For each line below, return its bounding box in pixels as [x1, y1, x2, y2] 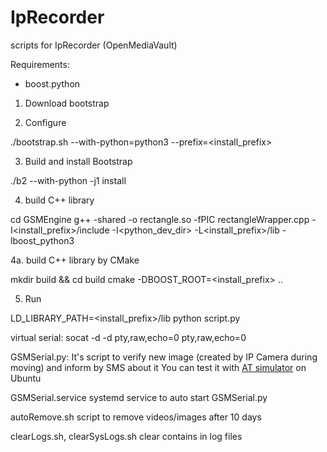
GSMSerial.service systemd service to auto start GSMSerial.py [10, 391, 268, 403]
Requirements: [10, 58, 70, 70]
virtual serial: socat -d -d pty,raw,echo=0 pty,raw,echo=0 [10, 331, 247, 343]
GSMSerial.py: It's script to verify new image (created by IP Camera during [10, 351, 318, 363]
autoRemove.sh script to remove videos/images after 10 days [10, 411, 262, 423]
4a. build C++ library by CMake [10, 254, 140, 266]
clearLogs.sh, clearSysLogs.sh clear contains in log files [10, 430, 243, 442]
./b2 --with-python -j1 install [10, 174, 127, 186]
